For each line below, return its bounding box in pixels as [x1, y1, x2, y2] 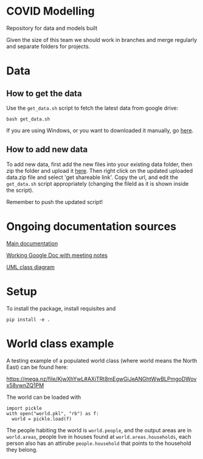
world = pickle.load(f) [12, 416, 72, 422]
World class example [6, 337, 114, 351]
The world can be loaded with [6, 393, 81, 401]
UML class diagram [6, 263, 55, 270]
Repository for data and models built [6, 24, 98, 32]
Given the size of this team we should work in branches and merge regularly [6, 36, 198, 43]
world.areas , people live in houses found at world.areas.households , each [6, 433, 191, 440]
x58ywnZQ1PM [6, 382, 44, 389]
